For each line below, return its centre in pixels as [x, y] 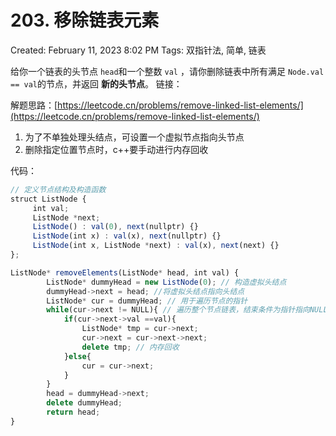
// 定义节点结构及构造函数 [58, 189]
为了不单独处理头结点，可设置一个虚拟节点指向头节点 [134, 137]
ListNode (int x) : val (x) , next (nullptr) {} [127, 236]
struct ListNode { [48, 199]
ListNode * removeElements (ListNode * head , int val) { [125, 272]
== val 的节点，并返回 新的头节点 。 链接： [96, 83]
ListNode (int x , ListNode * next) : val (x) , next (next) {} [156, 246]
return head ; [73, 412]
